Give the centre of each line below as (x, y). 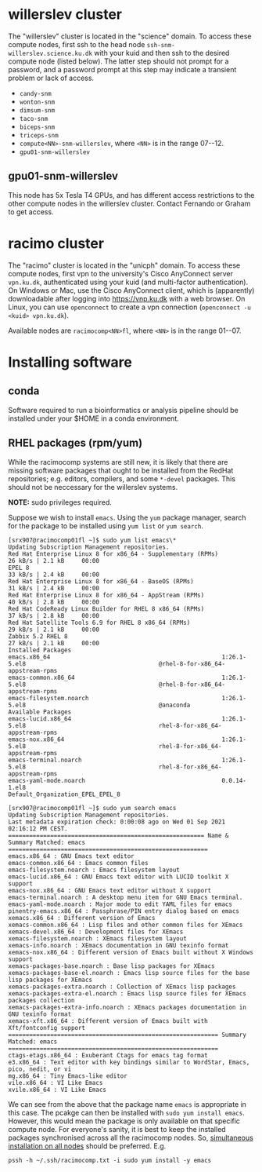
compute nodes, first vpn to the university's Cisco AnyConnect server (120, 273)
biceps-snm (37, 127)
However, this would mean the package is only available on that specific (124, 1121)
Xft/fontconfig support (47, 1028)
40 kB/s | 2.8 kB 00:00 (54, 602)
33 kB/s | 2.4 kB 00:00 (54, 575)
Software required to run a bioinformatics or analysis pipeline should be (123, 410)
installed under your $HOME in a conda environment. (94, 418)
